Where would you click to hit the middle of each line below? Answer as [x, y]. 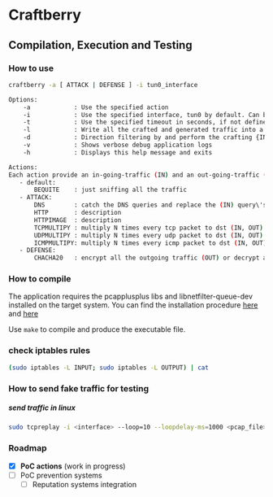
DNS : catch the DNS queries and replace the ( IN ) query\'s [150, 205]
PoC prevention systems [61, 475]
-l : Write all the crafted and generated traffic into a [143, 130]
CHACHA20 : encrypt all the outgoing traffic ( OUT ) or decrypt [147, 258]
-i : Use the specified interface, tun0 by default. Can [141, 115]
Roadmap [28, 448]
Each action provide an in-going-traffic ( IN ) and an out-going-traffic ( [138, 175]
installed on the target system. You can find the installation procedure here [133, 305]
